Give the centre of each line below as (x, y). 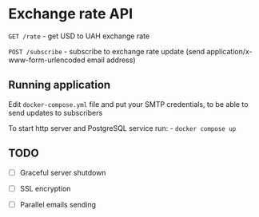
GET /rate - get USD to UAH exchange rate (79, 36)
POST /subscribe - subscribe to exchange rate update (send (107, 51)
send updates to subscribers (56, 112)
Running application (60, 85)
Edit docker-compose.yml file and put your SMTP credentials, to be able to (128, 104)
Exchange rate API (71, 14)
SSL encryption (45, 188)
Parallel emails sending (58, 204)
